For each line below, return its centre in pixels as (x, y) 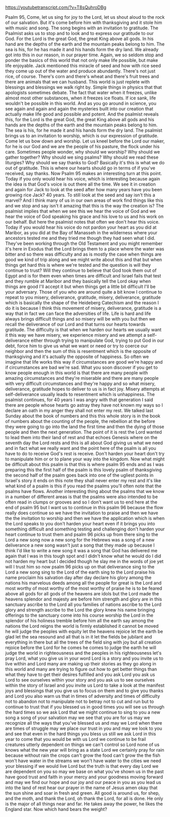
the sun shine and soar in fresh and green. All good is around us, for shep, (83, 793)
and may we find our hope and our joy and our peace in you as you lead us (83, 782)
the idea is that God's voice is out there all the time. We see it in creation (80, 184)
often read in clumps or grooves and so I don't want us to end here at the (81, 502)
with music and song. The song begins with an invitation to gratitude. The (82, 28)
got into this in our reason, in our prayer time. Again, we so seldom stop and (84, 55)
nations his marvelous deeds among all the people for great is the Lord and (83, 583)
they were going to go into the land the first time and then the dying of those (85, 427)
